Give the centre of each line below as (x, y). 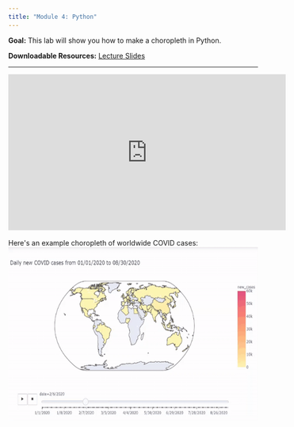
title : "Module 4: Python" (53, 17)
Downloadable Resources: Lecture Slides (76, 55)
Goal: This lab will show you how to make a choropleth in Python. (115, 40)
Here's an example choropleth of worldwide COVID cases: (103, 242)
